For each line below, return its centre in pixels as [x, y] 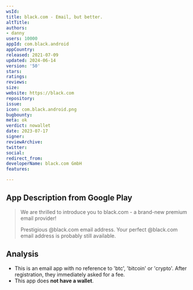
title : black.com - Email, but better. [55, 17]
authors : [17, 28]
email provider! [38, 218]
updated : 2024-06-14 [31, 60]
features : [18, 169]
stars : [14, 71]
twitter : [17, 147]
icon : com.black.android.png [41, 109]
